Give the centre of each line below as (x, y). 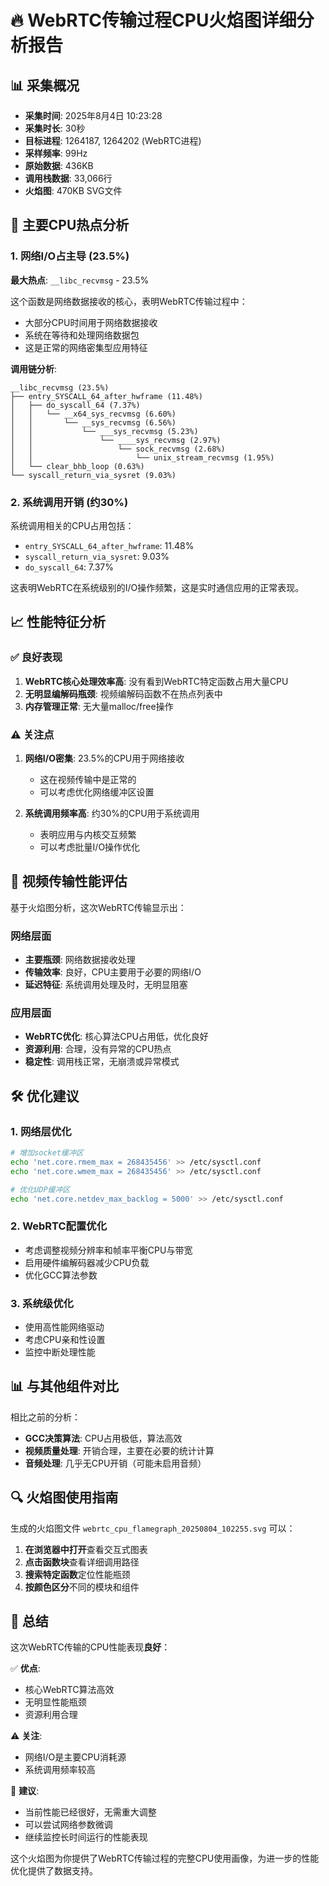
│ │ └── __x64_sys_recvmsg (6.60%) (93, 414)
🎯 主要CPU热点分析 (70, 225)
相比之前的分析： (45, 1417)
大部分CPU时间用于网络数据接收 (91, 322)
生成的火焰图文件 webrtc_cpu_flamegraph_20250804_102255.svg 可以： (153, 1528)
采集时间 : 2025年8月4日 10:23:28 (93, 115)
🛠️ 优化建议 (45, 1096)
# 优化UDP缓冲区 (40, 1189)
